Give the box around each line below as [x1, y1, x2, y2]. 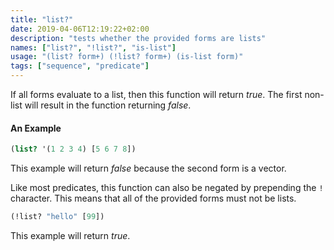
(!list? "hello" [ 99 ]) [10, 212, 105, 222]
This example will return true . [10, 229, 131, 241]
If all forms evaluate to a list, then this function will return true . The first [10, 89, 303, 100]
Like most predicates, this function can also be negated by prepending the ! [10, 182, 324, 194]
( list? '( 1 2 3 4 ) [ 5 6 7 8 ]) [10, 144, 137, 155]
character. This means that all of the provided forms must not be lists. [10, 192, 297, 205]
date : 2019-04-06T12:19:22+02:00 [10, 24, 150, 34]
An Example [10, 122, 62, 134]
